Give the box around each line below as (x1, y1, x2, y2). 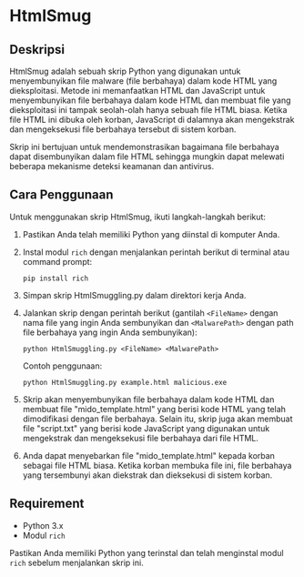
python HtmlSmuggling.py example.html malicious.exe (22, 378, 228, 387)
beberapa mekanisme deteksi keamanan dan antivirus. (9, 161, 215, 171)
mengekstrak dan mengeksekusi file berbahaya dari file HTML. (22, 432, 259, 443)
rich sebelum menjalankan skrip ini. (9, 557, 144, 568)
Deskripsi (9, 42, 66, 57)
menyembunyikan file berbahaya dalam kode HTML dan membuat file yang (9, 95, 291, 106)
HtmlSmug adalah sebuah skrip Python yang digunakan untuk (9, 66, 241, 76)
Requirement (9, 496, 85, 511)
